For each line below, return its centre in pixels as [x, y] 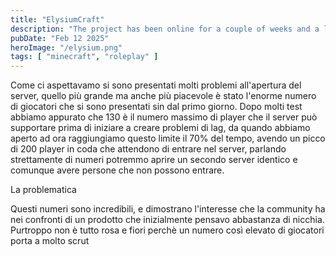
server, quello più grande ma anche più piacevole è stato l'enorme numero [163, 96]
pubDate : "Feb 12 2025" [60, 38]
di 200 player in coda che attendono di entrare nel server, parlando [148, 149]
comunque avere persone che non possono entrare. [117, 170]
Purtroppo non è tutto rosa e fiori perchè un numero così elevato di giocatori [167, 230]
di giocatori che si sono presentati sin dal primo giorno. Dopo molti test [156, 107]
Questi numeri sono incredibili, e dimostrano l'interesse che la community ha [168, 209]
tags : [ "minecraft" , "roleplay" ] [84, 57]
